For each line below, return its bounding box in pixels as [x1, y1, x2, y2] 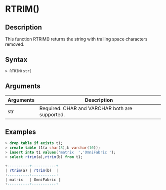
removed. [5, 41, 25, 47]
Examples [5, 128, 36, 136]
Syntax [5, 56, 28, 64]
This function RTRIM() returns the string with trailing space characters [5, 36, 148, 42]
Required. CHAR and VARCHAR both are [39, 105, 132, 112]
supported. [39, 111, 65, 118]
